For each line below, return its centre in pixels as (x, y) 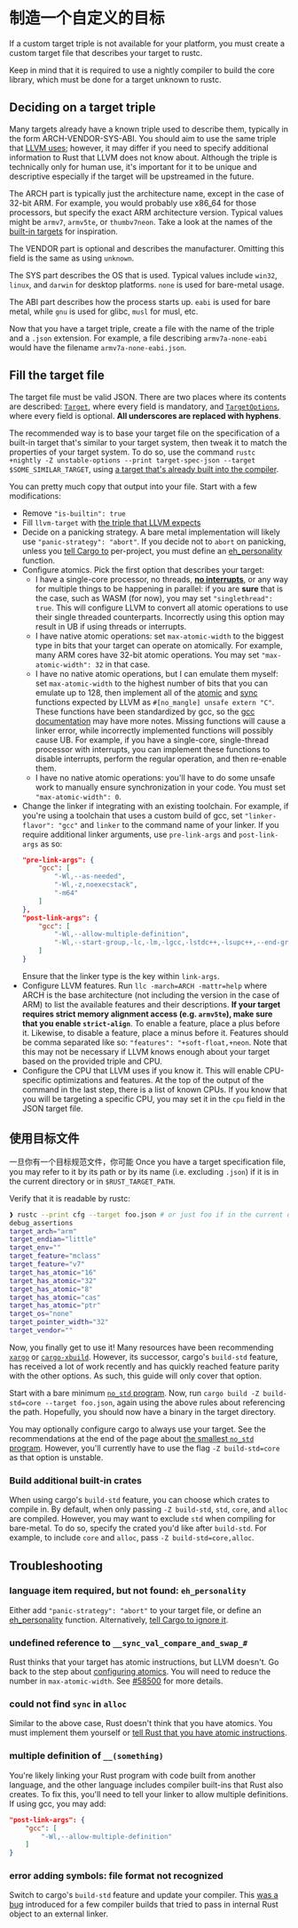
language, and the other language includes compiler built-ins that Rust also (146, 1785)
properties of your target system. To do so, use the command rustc (132, 452)
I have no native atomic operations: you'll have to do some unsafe (155, 777)
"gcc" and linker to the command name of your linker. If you (169, 824)
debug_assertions (41, 1223)
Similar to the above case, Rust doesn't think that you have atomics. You (141, 1723)
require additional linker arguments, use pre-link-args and (129, 834)
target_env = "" (35, 1248)
